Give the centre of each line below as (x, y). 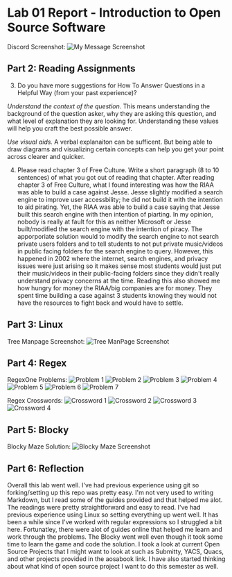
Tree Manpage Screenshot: (46, 341)
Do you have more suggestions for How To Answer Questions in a (111, 85)
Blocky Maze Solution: (39, 446)
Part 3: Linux (35, 325)
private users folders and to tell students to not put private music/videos (120, 244)
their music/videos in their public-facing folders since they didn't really (118, 273)
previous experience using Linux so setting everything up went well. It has (113, 515)
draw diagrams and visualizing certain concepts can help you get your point (115, 149)
